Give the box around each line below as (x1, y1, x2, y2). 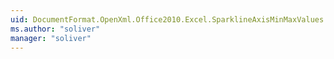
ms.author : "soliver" (10, 24, 101, 34)
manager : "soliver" (10, 33, 92, 43)
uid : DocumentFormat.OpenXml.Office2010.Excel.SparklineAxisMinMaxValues (10, 14, 325, 25)
